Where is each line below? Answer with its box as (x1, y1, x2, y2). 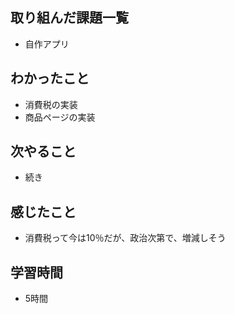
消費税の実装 (24, 98, 78, 110)
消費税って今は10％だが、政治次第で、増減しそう (24, 232, 227, 244)
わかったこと (10, 70, 90, 87)
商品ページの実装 (24, 111, 96, 123)
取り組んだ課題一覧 (10, 9, 129, 27)
